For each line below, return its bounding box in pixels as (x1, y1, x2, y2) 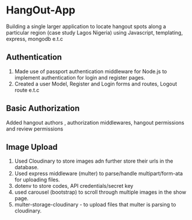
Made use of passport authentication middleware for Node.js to (14, 68, 167, 75)
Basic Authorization (6, 104, 80, 114)
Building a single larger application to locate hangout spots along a (6, 23, 166, 30)
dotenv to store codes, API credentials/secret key (14, 183, 134, 190)
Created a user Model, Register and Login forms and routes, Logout (14, 80, 177, 87)
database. (14, 164, 39, 171)
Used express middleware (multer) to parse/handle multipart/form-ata (14, 170, 183, 177)
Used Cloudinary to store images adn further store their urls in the (14, 157, 173, 164)
